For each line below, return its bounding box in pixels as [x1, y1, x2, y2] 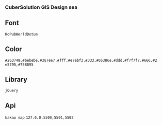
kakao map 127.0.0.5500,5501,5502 [5, 115, 74, 120]
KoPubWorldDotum [5, 32, 38, 36]
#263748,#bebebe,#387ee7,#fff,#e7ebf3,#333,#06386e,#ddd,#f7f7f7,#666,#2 [5, 58, 158, 63]
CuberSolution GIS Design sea [5, 4, 78, 11]
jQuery [5, 88, 18, 93]
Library [5, 75, 28, 84]
